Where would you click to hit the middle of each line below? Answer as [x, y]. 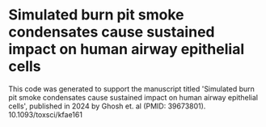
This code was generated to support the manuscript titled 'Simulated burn [131, 89]
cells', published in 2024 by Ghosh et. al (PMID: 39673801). [107, 106]
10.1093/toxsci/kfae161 [46, 114]
